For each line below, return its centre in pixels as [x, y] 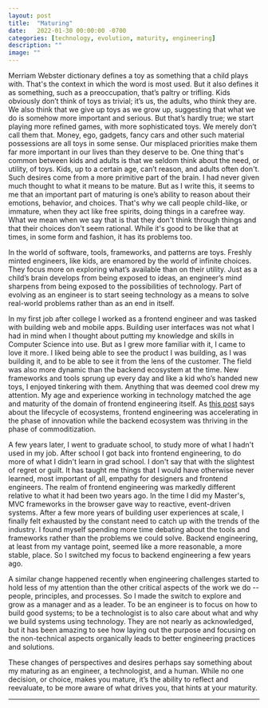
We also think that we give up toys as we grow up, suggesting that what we [132, 109]
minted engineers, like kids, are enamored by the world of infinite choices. [130, 261]
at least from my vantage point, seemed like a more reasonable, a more [125, 547]
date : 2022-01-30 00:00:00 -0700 [67, 30]
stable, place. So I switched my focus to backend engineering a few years [130, 555]
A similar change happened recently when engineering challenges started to [134, 579]
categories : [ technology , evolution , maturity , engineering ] [112, 38]
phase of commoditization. [52, 429]
